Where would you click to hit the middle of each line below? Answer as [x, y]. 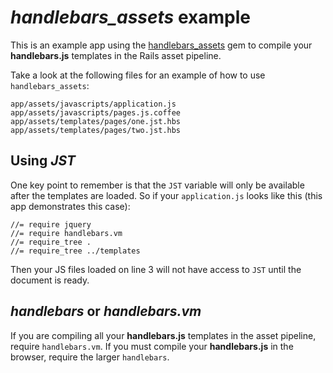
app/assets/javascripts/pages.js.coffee [96, 112]
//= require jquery [51, 224]
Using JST [43, 161]
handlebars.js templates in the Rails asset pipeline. [116, 55]
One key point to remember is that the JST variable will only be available [157, 185]
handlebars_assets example [130, 17]
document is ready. [50, 280]
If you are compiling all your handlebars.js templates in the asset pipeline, [163, 335]
